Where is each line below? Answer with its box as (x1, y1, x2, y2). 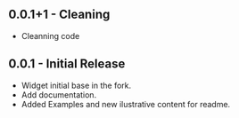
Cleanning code (21, 30, 80, 41)
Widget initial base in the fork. (21, 80, 132, 90)
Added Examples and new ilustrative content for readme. (21, 98, 231, 109)
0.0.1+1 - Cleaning (8, 7, 111, 22)
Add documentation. (21, 89, 97, 100)
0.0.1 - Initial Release (8, 57, 126, 72)
